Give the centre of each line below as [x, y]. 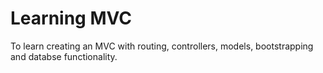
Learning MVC [71, 18]
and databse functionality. [64, 56]
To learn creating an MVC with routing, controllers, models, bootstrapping [162, 46]
